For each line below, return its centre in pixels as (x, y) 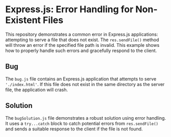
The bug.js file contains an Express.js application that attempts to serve (81, 79)
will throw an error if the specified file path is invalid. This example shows (82, 45)
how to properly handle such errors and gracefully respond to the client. (81, 50)
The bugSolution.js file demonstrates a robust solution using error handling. (86, 118)
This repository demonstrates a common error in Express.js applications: (82, 34)
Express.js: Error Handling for (69, 9)
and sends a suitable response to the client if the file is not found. (74, 129)
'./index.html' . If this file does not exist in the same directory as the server (85, 84)
